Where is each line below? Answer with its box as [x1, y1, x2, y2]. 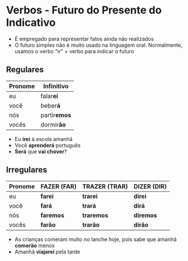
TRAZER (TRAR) [82, 182, 128, 190]
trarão [82, 221, 100, 229]
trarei [82, 192, 98, 200]
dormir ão [40, 121, 66, 129]
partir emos [40, 111, 71, 119]
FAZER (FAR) [40, 182, 77, 190]
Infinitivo [43, 82, 69, 90]
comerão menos [14, 242, 55, 249]
